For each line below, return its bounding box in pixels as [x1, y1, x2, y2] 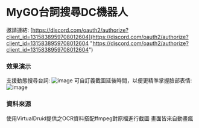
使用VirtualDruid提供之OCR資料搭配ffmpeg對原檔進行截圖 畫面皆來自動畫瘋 [6, 115, 194, 122]
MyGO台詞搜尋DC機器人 [6, 5, 128, 19]
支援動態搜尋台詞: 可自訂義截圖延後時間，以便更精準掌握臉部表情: [6, 77, 192, 84]
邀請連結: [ [6, 26, 33, 34]
